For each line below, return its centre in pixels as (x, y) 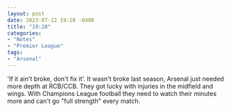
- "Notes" (22, 40)
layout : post (26, 14)
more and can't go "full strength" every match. (74, 101)
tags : (15, 53)
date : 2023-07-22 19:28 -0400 (51, 20)
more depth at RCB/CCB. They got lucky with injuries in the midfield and (110, 86)
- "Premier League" (35, 46)
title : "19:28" (29, 26)
